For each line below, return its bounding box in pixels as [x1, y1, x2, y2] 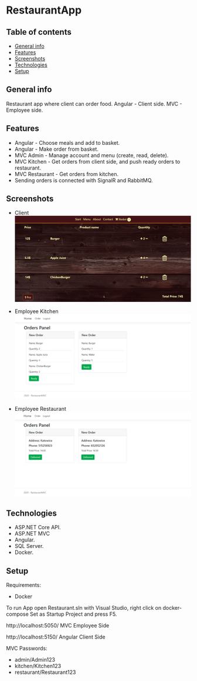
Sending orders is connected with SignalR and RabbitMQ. [14, 177, 154, 184]
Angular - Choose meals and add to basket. [14, 139, 120, 146]
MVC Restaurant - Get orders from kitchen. [14, 170, 119, 177]
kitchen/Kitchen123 [14, 663, 62, 670]
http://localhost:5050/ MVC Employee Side [6, 622, 110, 629]
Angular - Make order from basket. [14, 145, 98, 152]
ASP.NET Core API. [14, 524, 62, 531]
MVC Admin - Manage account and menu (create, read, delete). [14, 151, 169, 159]
